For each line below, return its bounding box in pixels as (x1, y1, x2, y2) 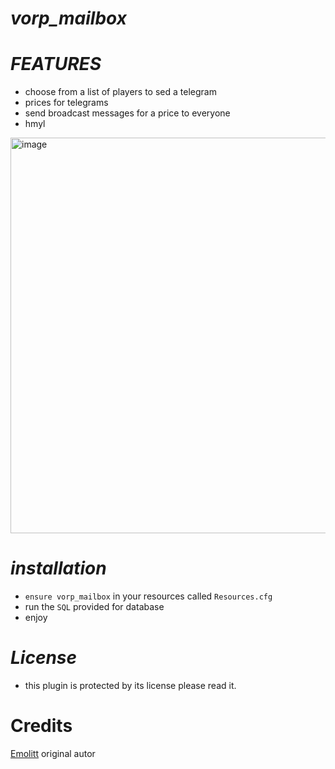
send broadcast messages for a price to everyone (24, 107, 231, 119)
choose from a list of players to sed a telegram (24, 86, 217, 98)
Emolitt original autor (10, 747, 96, 759)
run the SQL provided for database (24, 601, 165, 613)
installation (10, 557, 107, 580)
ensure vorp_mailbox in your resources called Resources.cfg (24, 590, 273, 602)
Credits (10, 715, 73, 737)
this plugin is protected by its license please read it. (24, 680, 237, 691)
